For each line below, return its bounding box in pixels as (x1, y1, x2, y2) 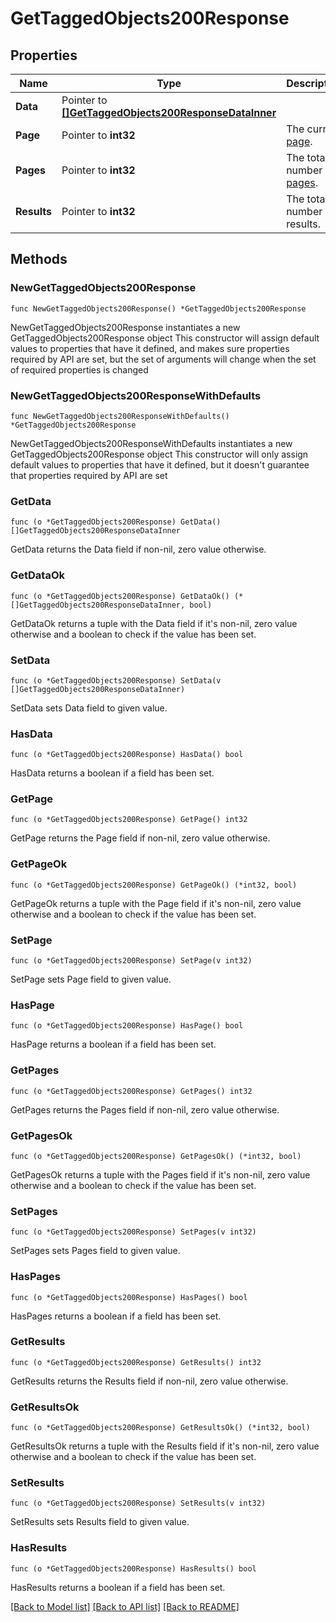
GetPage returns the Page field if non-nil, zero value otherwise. (10, 832, 271, 844)
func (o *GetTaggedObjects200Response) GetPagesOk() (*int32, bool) (10, 1151, 302, 1161)
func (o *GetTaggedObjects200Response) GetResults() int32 (10, 1357, 262, 1367)
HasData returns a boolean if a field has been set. (10, 767, 215, 779)
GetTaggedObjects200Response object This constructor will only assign (10, 448, 309, 460)
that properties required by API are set (10, 469, 168, 481)
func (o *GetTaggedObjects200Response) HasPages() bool (10, 1292, 248, 1302)
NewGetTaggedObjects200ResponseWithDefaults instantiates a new (10, 437, 293, 449)
